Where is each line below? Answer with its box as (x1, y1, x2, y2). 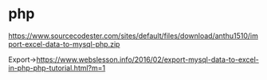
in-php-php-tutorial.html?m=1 (8, 63, 106, 72)
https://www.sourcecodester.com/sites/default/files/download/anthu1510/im (8, 31, 259, 40)
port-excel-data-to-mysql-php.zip (8, 39, 120, 48)
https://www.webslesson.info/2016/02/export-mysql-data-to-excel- (36, 55, 259, 64)
